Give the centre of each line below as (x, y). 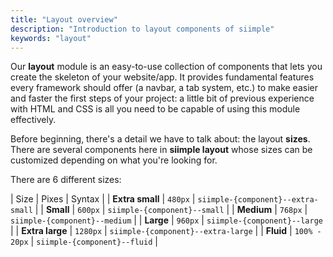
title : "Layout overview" (64, 19)
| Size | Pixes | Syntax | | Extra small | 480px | (103, 199)
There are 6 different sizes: (66, 180)
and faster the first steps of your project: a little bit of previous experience (162, 98)
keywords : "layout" (51, 38)
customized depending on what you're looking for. (114, 160)
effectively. (33, 120)
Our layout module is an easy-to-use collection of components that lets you (166, 67)
